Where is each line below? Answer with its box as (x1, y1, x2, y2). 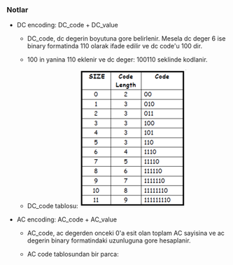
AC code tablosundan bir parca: (27, 250, 120, 259)
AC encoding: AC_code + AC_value (16, 215, 117, 224)
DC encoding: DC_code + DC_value (16, 21, 118, 29)
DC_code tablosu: (27, 202, 78, 210)
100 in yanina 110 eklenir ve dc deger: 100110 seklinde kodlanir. (27, 55, 208, 64)
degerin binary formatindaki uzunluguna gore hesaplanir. (27, 236, 191, 245)
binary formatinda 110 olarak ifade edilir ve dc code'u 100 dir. (27, 42, 203, 50)
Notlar (6, 5, 29, 15)
